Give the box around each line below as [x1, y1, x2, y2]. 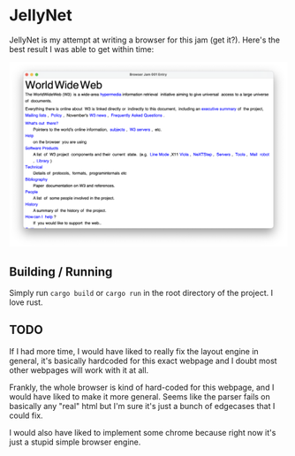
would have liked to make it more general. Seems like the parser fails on [9, 391, 271, 402]
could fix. [9, 410, 43, 421]
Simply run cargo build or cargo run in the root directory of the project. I [9, 287, 274, 298]
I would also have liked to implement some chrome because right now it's [9, 427, 276, 437]
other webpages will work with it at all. [9, 364, 149, 376]
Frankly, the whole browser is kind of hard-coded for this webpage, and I [9, 382, 275, 392]
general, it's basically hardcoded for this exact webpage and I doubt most [9, 355, 277, 366]
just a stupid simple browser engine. [9, 437, 141, 447]
